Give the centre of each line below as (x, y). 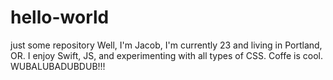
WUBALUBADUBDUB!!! (58, 66)
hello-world (60, 17)
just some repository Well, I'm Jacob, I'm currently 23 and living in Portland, (166, 45)
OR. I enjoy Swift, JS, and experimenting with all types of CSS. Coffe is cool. (167, 55)
